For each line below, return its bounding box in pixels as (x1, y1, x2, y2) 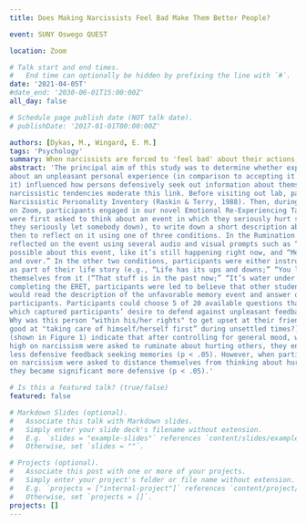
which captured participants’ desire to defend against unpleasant (9, 307, 271, 317)
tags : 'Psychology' (9, 147, 84, 156)
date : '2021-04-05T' (9, 79, 88, 89)
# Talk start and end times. (9, 63, 120, 72)
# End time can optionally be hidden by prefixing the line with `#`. (9, 71, 291, 80)
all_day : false (9, 97, 67, 106)
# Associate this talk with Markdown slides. (9, 416, 194, 426)
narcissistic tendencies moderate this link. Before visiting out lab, (9, 189, 287, 198)
